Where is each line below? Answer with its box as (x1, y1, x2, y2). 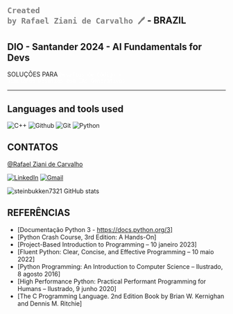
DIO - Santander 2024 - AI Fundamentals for (7, 41, 202, 53)
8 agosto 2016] (17, 270, 61, 278)
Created (7, 6, 40, 16)
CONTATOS (7, 142, 58, 154)
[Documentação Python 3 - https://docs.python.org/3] (17, 225, 173, 233)
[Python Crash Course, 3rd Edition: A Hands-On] (17, 233, 157, 241)
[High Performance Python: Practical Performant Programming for (17, 277, 207, 286)
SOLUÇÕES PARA (7, 70, 58, 78)
